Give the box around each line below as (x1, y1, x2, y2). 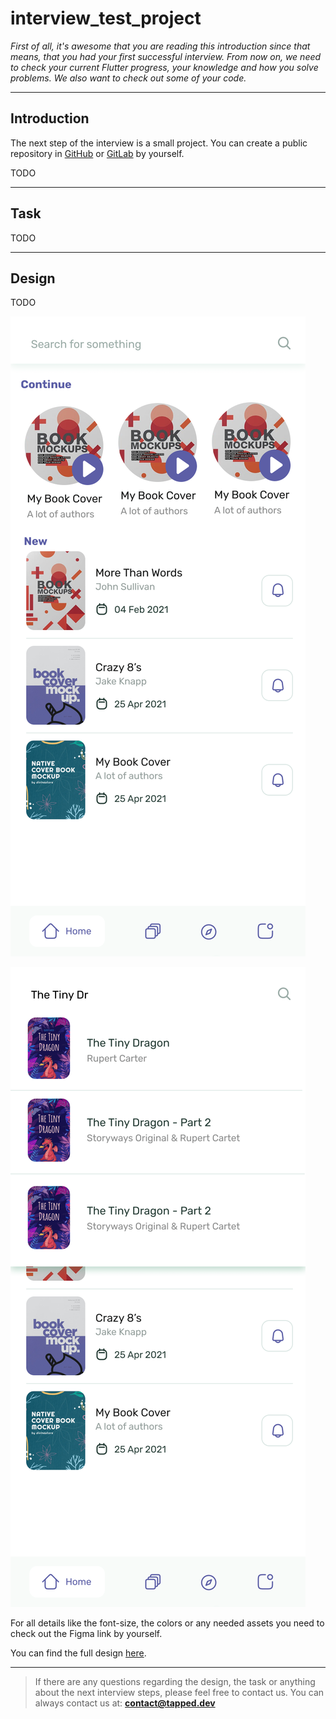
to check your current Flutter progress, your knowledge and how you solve (10, 61, 319, 73)
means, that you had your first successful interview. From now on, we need (10, 50, 322, 62)
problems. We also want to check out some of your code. (10, 72, 247, 84)
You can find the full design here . (10, 1647, 147, 1659)
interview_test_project (10, 7, 202, 30)
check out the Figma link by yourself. (10, 1628, 163, 1640)
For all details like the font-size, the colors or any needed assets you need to (10, 1617, 325, 1629)
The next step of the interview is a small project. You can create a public (10, 137, 308, 149)
